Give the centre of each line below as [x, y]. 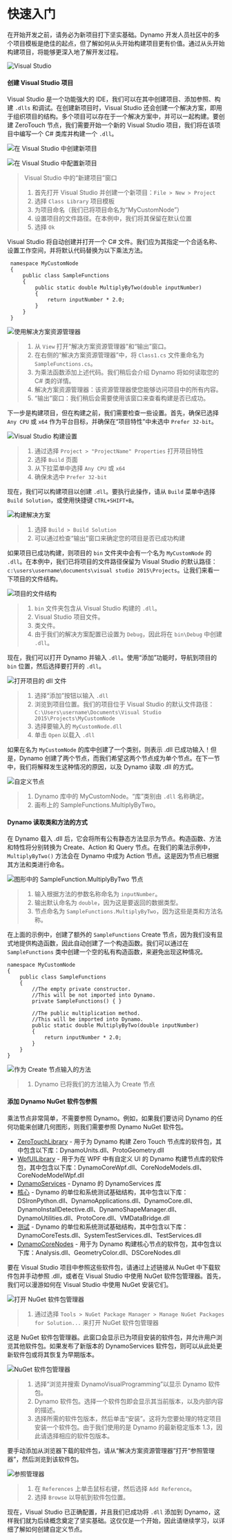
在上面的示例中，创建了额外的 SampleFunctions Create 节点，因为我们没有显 [115, 935]
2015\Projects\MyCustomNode [75, 719]
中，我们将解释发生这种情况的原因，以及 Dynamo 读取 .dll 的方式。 [102, 767]
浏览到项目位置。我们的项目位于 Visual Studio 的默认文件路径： [124, 704]
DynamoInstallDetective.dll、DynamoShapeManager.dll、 [99, 1209]
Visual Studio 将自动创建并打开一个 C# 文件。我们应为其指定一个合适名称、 [114, 242]
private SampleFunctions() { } [77, 1001]
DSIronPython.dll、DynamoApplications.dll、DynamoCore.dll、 [107, 1200]
